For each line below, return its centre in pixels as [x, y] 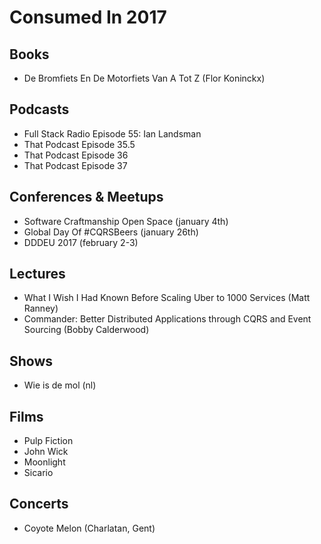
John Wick [46, 452]
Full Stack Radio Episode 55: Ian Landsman [112, 133]
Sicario [38, 473]
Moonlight [44, 462]
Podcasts [39, 109]
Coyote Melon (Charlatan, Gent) [89, 528]
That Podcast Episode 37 [75, 165]
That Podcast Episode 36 [76, 155]
